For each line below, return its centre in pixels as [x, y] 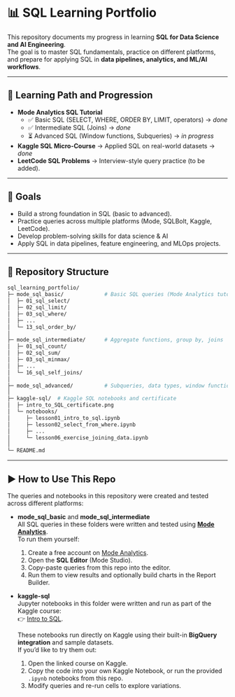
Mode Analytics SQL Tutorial [60, 112]
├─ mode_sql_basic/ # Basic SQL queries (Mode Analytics [111, 295]
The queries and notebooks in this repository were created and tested [108, 495]
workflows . [24, 66]
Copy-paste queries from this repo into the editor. [99, 568]
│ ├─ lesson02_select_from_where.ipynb [72, 424]
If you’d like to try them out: [57, 649]
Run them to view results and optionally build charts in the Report [122, 575]
